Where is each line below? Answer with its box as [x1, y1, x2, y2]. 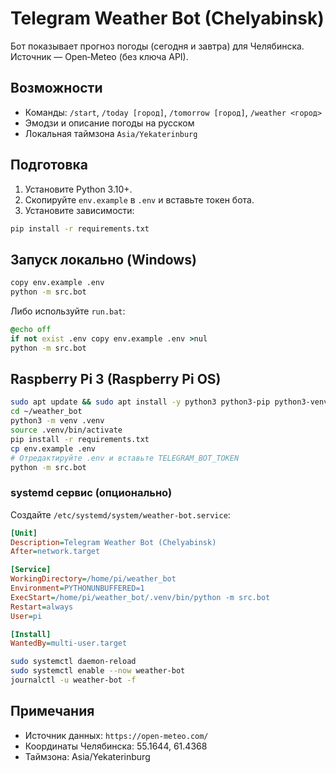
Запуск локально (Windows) [10, 251, 197, 268]
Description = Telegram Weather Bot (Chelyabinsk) [10, 537, 217, 547]
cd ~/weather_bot [10, 407, 83, 417]
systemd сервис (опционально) [10, 486, 173, 500]
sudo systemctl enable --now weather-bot [10, 666, 186, 676]
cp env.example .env [10, 443, 97, 454]
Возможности [10, 80, 103, 97]
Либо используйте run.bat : [10, 305, 126, 317]
